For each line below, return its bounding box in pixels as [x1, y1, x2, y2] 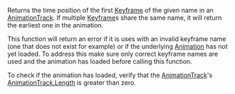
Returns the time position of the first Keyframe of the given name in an [7, 6, 214, 14]
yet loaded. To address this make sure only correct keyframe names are [7, 49, 219, 58]
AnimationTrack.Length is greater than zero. [7, 78, 137, 87]
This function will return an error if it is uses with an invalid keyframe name [7, 35, 226, 43]
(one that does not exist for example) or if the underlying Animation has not [7, 42, 228, 50]
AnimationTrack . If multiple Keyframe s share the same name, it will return [7, 13, 222, 22]
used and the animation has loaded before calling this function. [7, 57, 192, 66]
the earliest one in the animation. [7, 21, 104, 29]
